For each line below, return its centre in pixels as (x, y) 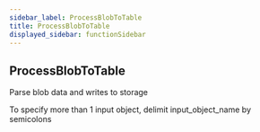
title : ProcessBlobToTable (60, 26)
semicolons (30, 119)
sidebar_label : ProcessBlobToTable (76, 18)
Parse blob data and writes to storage (79, 92)
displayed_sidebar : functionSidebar (78, 34)
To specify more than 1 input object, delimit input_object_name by (130, 110)
